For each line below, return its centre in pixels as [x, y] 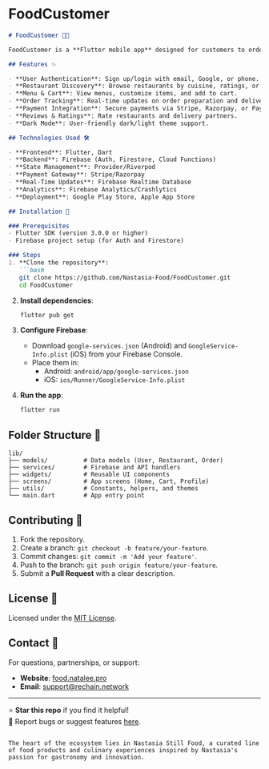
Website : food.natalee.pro [63, 678]
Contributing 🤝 [46, 520]
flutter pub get [47, 315]
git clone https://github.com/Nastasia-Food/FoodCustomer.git [124, 277]
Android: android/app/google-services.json [116, 371]
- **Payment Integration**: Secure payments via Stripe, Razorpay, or [128, 109]
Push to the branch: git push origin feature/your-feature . [119, 565]
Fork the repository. [52, 539]
